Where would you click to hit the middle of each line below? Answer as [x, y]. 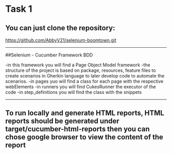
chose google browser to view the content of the [84, 137]
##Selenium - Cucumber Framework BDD [49, 55]
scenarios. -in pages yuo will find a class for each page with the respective [84, 81]
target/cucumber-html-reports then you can [78, 129]
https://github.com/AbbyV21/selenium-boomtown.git [61, 40]
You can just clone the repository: [60, 28]
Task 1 [19, 9]
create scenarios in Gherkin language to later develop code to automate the [85, 76]
